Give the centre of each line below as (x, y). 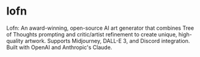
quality (15, 41)
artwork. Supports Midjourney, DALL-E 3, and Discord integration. (107, 41)
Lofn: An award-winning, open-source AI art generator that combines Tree (100, 28)
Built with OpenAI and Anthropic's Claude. (59, 47)
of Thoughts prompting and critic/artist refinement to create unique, (92, 34)
